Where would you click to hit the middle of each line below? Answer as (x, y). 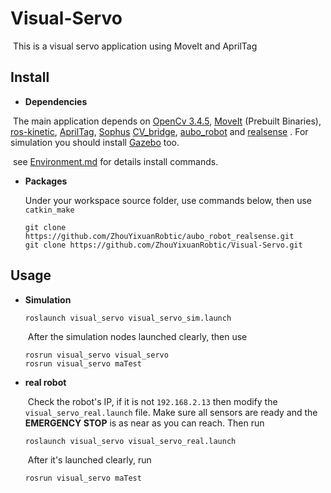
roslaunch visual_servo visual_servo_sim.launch (128, 318)
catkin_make (49, 210)
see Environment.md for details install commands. (115, 161)
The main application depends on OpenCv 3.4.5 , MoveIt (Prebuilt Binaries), (167, 121)
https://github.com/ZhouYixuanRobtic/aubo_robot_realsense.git (159, 236)
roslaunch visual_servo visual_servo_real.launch (130, 441)
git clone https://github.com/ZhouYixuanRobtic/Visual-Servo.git (163, 245)
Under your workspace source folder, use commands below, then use (168, 200)
